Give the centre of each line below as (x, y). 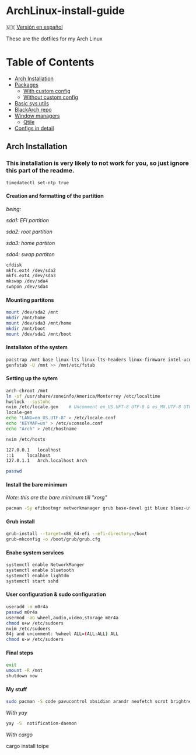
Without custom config (51, 97)
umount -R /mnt (24, 671)
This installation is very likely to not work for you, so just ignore (98, 163)
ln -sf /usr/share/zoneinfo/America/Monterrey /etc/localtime (83, 396)
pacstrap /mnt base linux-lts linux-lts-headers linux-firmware (86, 360)
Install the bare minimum (37, 484)
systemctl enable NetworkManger (45, 565)
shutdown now (22, 676)
